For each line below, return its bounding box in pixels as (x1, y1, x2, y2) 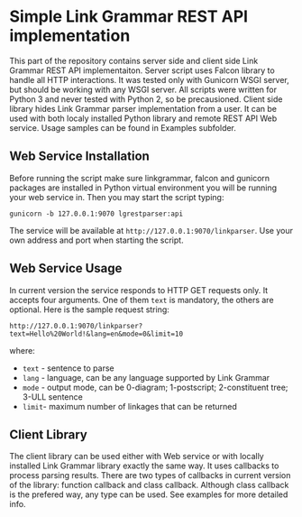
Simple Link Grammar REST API (9, 6, 249, 27)
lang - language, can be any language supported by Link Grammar (22, 372, 270, 383)
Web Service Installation (9, 149, 151, 164)
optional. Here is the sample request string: (9, 304, 169, 315)
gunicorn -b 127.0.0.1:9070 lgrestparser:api (9, 209, 183, 218)
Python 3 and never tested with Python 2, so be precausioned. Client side (9, 93, 283, 105)
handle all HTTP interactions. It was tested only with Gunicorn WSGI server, (9, 74, 290, 85)
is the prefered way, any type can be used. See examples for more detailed (9, 489, 288, 500)
